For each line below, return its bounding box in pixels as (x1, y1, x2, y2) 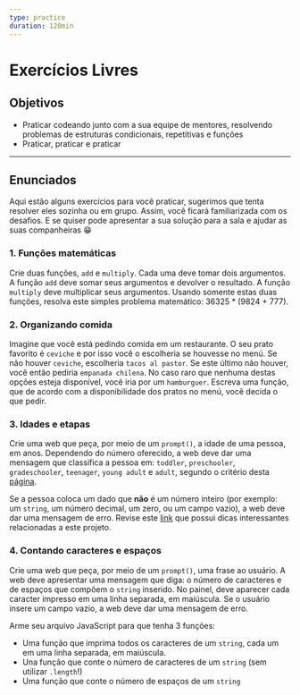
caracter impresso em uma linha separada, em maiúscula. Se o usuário (9, 593, 271, 604)
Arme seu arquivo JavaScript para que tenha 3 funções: (9, 620, 216, 631)
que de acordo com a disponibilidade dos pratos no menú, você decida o (9, 386, 279, 396)
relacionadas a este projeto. (9, 522, 112, 533)
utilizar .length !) (21, 665, 83, 676)
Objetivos (9, 96, 64, 111)
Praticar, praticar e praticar (21, 138, 122, 148)
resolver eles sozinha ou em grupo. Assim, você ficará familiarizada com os (9, 206, 287, 216)
